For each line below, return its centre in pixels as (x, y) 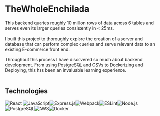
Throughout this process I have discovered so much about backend (74, 59)
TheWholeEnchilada (47, 9)
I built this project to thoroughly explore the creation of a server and (74, 39)
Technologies (27, 91)
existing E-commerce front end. (38, 49)
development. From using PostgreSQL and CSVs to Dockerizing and (74, 65)
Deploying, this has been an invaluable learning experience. (66, 70)
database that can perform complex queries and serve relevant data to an (80, 44)
